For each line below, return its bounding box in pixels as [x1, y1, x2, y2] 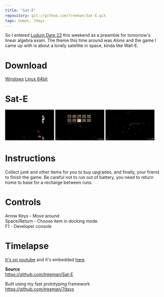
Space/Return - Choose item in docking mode [5, 218, 98, 224]
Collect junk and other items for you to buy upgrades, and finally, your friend [5, 169, 160, 175]
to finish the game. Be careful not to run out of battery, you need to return [5, 174, 154, 180]
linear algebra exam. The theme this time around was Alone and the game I [5, 37, 157, 44]
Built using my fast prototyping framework [5, 281, 90, 287]
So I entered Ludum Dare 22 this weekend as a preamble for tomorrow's [5, 32, 151, 38]
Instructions [5, 153, 56, 164]
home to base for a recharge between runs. [5, 179, 93, 186]
